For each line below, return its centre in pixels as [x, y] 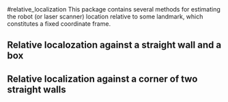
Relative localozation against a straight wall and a [114, 45]
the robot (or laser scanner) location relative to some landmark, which [105, 16]
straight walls [37, 89]
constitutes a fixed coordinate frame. [59, 24]
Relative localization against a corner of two [102, 79]
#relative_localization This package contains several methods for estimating [114, 9]
